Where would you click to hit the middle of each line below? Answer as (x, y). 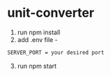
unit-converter (51, 13)
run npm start (37, 66)
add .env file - (37, 39)
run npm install (39, 32)
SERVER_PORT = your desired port (56, 52)
